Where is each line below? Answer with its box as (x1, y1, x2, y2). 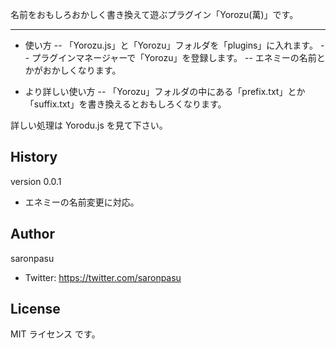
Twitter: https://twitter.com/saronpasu (24, 271, 182, 283)
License (10, 301, 61, 318)
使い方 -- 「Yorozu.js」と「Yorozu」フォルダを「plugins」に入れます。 (24, 39, 318, 51)
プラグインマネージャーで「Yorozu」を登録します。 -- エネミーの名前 (31, 52, 317, 63)
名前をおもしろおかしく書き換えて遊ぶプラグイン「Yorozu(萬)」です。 (10, 9, 299, 20)
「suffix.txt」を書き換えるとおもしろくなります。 (24, 98, 227, 110)
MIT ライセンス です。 (10, 328, 101, 340)
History (10, 149, 58, 166)
